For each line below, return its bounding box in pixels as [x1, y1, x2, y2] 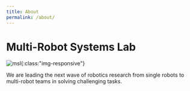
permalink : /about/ [6, 14, 55, 20]
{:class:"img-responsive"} [20, 60, 85, 67]
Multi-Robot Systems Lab [6, 40, 136, 54]
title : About [6, 8, 39, 15]
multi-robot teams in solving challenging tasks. [6, 78, 122, 85]
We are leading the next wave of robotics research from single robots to [6, 71, 185, 78]
